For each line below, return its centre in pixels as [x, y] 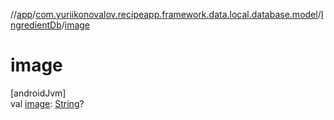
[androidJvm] [38, 93]
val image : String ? [47, 103]
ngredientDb [36, 25]
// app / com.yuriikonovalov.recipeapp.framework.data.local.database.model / [166, 14]
